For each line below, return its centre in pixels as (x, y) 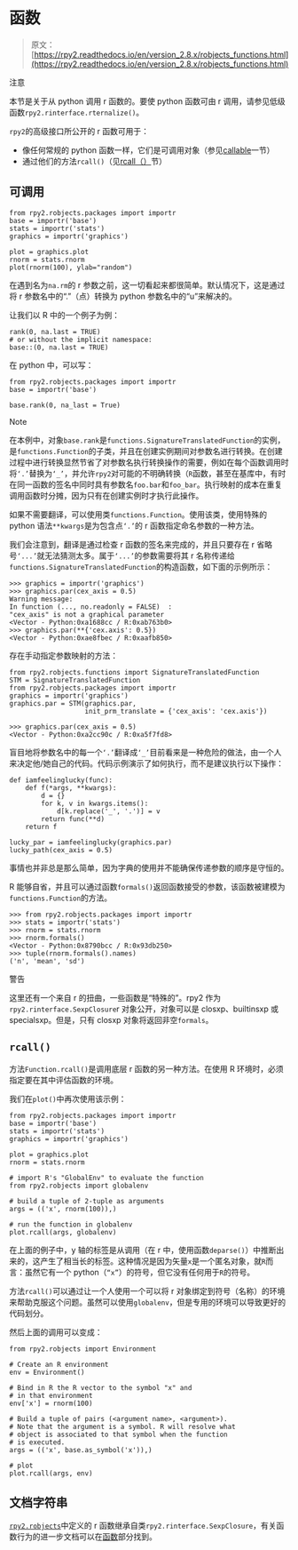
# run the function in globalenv (71, 1224)
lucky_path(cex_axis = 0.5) (61, 850)
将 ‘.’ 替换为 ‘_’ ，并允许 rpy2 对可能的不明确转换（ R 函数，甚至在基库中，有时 (148, 473)
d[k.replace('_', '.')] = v (109, 811)
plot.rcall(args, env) (51, 1473)
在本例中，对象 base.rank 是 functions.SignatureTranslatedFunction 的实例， (147, 440)
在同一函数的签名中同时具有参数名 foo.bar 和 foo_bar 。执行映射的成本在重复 (146, 484)
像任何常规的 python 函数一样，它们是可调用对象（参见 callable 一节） (148, 150)
